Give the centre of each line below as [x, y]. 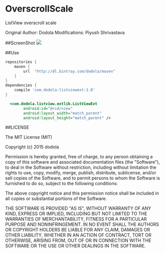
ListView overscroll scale [31, 23]
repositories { [21, 62]
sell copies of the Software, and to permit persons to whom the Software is [83, 178]
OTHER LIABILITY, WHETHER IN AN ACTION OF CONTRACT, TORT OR [78, 235]
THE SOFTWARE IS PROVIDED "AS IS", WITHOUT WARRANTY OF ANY [78, 208]
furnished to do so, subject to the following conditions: [61, 183]
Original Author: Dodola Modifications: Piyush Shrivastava [65, 32]
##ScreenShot [20, 43]
